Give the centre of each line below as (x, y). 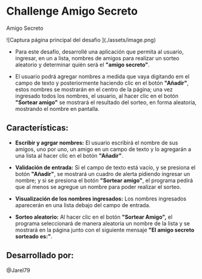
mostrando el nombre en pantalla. (57, 108)
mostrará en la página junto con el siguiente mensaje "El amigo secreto (105, 230)
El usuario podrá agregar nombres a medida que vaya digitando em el (102, 76)
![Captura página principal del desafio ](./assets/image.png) (81, 40)
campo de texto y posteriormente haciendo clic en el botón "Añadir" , (102, 83)
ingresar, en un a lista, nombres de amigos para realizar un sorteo (97, 58)
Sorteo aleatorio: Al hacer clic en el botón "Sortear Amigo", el (94, 217)
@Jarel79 (18, 270)
